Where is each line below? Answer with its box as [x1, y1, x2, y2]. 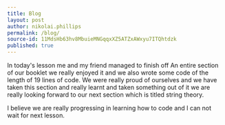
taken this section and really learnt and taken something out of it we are [7, 84, 211, 91]
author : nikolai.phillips [7, 23, 81, 30]
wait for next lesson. [7, 111, 65, 119]
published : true [7, 42, 54, 49]
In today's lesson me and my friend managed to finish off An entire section [7, 61, 219, 69]
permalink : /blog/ [7, 29, 60, 37]
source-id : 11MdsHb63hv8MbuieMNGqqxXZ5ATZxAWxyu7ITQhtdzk [7, 36, 177, 43]
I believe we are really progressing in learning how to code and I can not [7, 104, 212, 112]
